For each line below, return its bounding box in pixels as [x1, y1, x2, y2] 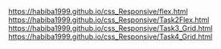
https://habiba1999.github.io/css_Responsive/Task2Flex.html [8, 15, 210, 24]
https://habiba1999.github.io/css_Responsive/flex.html [8, 7, 189, 16]
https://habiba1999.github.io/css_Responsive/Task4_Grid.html [8, 32, 213, 41]
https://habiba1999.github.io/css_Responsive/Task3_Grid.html [8, 24, 213, 32]
